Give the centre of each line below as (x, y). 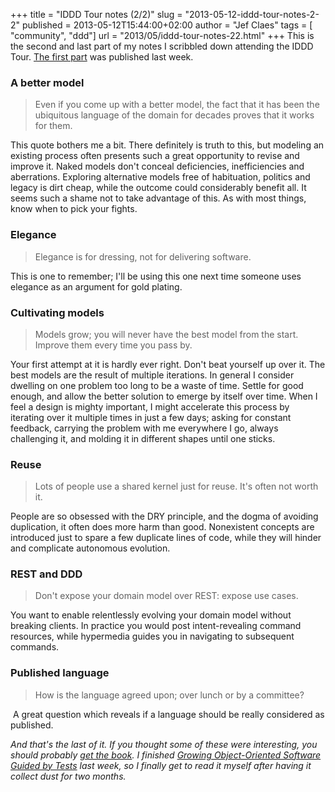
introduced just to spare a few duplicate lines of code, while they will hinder (166, 538)
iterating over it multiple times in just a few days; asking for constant (151, 417)
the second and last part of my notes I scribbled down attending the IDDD (162, 46)
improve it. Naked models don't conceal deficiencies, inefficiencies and (157, 166)
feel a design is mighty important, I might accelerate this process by (150, 406)
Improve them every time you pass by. (113, 345)
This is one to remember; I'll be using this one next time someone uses (156, 276)
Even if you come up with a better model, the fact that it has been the (177, 105)
